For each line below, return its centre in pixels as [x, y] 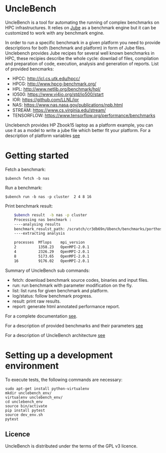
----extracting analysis [40, 234]
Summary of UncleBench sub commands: [47, 270]
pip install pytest [25, 410]
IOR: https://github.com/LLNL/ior [45, 99]
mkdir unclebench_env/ [28, 393]
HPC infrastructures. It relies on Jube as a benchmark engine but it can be [81, 27]
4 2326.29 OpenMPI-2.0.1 [52, 252]
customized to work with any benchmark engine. [55, 33]
